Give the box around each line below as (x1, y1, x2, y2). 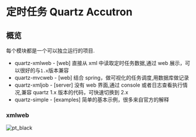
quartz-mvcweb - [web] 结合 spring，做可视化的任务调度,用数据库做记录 (14, 74, 189, 81)
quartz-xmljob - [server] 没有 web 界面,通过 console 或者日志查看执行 (14, 81, 183, 88)
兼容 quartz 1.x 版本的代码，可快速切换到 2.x (21, 89, 129, 95)
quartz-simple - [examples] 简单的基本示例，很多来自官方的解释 (14, 96, 170, 103)
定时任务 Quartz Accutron (6, 5, 133, 19)
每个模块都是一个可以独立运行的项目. (6, 47, 95, 54)
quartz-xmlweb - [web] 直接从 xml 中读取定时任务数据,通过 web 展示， (14, 60, 185, 66)
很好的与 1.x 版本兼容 (19, 67, 69, 74)
